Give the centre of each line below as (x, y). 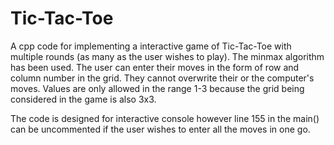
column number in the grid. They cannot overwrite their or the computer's (162, 78)
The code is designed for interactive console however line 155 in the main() (165, 118)
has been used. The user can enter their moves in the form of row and (155, 67)
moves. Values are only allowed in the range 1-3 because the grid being (157, 88)
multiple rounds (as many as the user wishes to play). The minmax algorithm (167, 56)
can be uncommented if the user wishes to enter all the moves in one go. (160, 129)
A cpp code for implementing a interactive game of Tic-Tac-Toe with (151, 46)
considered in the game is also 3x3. (83, 99)
